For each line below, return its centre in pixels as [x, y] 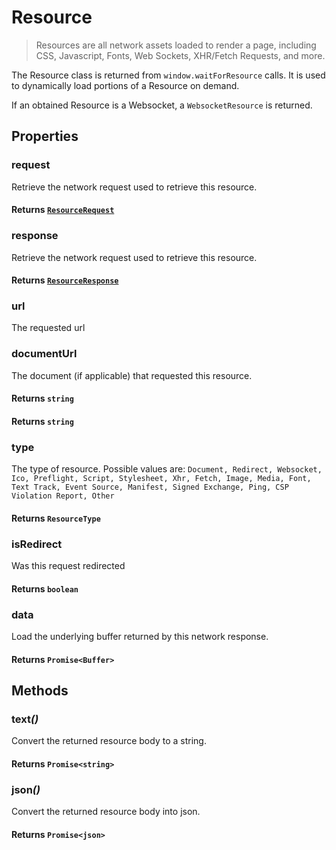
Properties [45, 136]
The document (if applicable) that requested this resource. [132, 375]
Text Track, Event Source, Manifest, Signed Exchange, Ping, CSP [150, 487]
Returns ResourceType [56, 518]
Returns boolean [45, 588]
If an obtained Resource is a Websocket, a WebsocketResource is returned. [162, 105]
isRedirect [37, 544]
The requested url [48, 328]
